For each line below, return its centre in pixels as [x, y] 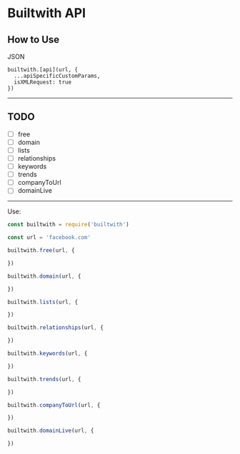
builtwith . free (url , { [41, 251]
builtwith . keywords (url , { [47, 354]
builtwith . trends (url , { [44, 379]
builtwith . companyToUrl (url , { [54, 405]
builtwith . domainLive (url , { [51, 431]
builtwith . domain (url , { [44, 276]
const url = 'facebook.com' [49, 238]
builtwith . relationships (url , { [55, 328]
